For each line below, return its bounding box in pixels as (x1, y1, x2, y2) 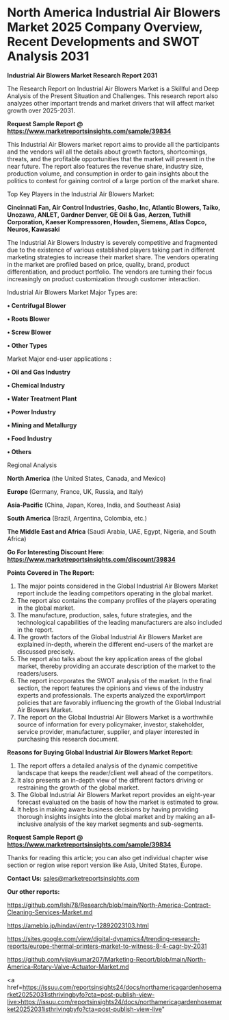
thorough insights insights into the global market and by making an (16, 812, 205, 820)
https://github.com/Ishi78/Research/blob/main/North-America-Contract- (7, 901, 211, 909)
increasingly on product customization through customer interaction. (7, 274, 200, 283)
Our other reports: (7, 887, 60, 896)
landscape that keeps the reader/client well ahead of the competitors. (16, 768, 213, 776)
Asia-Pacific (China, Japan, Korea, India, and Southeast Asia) (7, 501, 181, 509)
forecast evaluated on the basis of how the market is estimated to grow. (16, 798, 219, 806)
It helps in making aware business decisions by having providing (16, 805, 199, 814)
